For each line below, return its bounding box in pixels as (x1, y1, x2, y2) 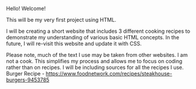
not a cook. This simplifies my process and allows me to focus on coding (6, 58, 182, 64)
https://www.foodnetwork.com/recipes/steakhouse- (45, 70, 172, 77)
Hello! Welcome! (6, 5, 46, 12)
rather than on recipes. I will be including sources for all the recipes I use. (6, 64, 184, 71)
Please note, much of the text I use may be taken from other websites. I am (6, 52, 188, 58)
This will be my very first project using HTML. (6, 16, 117, 23)
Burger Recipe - (6, 70, 45, 77)
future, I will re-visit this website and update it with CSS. (6, 40, 142, 47)
